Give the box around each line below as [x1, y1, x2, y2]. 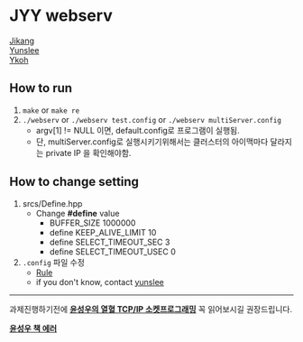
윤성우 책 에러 [9, 322, 57, 334]
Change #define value [35, 208, 120, 218]
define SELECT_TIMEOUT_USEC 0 [49, 245, 176, 257]
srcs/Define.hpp [22, 198, 83, 208]
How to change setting [9, 174, 140, 189]
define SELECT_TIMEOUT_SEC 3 [49, 236, 170, 247]
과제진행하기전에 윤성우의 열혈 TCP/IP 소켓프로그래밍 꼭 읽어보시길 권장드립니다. [9, 303, 293, 314]
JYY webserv [9, 5, 113, 26]
